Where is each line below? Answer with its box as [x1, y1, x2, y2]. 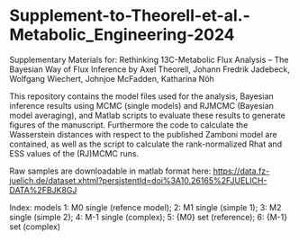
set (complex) [9, 221, 61, 232]
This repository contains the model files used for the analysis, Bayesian [9, 91, 275, 102]
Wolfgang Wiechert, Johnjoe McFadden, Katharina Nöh [9, 73, 214, 84]
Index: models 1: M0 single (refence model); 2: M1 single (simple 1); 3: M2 [9, 201, 282, 212]
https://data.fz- [213, 165, 270, 176]
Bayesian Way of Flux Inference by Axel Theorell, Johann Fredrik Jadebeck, [9, 64, 291, 75]
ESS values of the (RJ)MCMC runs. [9, 147, 140, 158]
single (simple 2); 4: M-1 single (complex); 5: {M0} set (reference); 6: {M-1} [9, 211, 288, 222]
